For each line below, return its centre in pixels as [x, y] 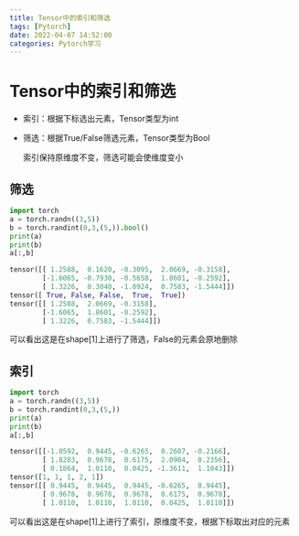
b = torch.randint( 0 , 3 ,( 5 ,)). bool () [79, 228]
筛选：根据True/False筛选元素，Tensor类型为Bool [116, 138]
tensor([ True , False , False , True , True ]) [97, 295]
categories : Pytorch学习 [55, 43]
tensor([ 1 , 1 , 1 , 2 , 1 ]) [57, 477]
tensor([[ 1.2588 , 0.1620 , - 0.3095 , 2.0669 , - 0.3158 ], [120, 270]
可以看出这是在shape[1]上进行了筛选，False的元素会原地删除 [123, 339]
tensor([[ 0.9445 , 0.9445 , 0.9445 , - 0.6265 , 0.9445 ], [120, 486]
